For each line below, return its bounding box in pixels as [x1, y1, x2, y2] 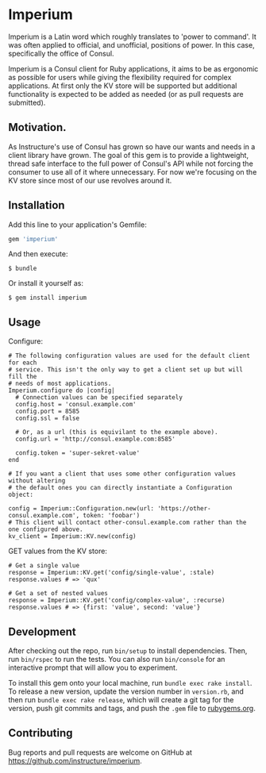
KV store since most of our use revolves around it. [8, 175, 172, 185]
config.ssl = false [15, 414, 80, 422]
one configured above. [8, 525, 83, 533]
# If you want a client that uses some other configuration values [8, 470, 237, 478]
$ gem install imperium [8, 294, 87, 302]
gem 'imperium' [8, 235, 59, 243]
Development [8, 625, 77, 638]
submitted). [8, 98, 46, 107]
